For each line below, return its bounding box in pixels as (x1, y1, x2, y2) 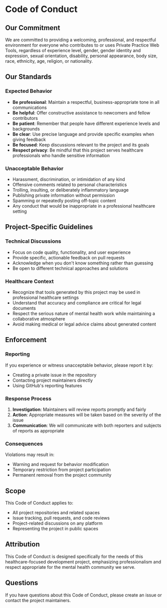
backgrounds (12, 125, 40, 131)
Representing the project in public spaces (12, 526, 98, 532)
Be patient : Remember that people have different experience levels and (12, 120, 160, 126)
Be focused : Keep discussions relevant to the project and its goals (12, 141, 149, 147)
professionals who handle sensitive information (12, 152, 110, 159)
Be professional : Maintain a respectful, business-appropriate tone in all (12, 99, 160, 105)
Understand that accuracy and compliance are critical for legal (12, 299, 141, 306)
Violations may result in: (5, 451, 55, 458)
